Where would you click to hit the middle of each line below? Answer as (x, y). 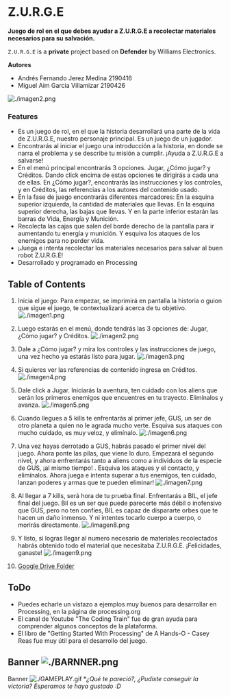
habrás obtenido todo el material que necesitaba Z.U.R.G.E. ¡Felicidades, (119, 545)
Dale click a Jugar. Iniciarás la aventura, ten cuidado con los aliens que (117, 390)
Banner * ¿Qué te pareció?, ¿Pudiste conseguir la (103, 678)
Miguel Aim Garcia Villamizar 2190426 (72, 85)
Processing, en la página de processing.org (79, 611)
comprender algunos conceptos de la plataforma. (88, 626)
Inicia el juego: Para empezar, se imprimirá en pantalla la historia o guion (119, 301)
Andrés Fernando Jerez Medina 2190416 (75, 78)
